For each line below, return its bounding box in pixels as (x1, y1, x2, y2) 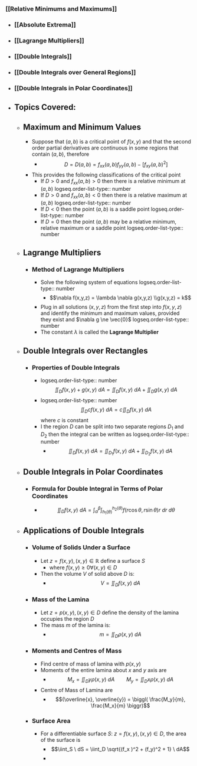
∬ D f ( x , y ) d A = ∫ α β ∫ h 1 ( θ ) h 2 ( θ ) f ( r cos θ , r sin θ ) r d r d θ (57, 506, 175, 516)
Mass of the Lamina (31, 595, 90, 604)
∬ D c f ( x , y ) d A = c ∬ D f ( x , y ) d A (80, 406, 152, 415)
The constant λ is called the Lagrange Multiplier (40, 328, 159, 335)
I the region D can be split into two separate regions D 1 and (40, 423, 184, 431)
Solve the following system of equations (40, 279, 138, 286)
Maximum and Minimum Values (22, 122, 142, 132)
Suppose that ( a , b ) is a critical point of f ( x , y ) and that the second (31, 138, 191, 145)
